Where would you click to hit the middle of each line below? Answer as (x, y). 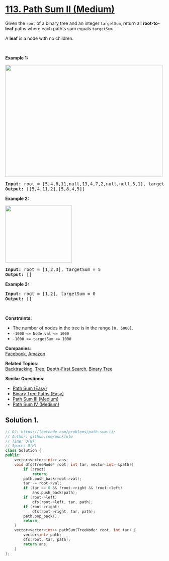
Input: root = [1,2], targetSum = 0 (50, 294)
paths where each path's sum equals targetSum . (64, 28)
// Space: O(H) (21, 446)
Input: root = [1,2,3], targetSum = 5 (53, 269)
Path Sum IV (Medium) (36, 404)
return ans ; (36, 544)
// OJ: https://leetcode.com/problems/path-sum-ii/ (60, 432)
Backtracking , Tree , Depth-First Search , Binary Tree (59, 369)
